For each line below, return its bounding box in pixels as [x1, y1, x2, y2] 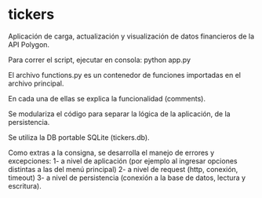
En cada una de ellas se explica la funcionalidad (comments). [8, 93, 206, 103]
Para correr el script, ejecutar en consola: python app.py [8, 55, 191, 64]
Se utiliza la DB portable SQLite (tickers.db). [8, 132, 151, 142]
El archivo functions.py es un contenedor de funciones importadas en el [8, 70, 242, 79]
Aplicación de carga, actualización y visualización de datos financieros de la [8, 31, 255, 41]
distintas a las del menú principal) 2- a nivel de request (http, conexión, [8, 164, 238, 174]
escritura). [8, 181, 42, 190]
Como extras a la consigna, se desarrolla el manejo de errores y [8, 148, 215, 157]
